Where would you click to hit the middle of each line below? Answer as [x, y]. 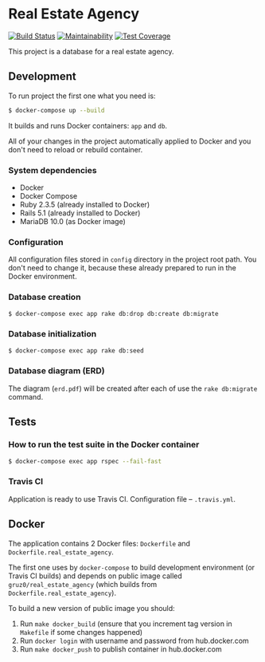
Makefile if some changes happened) [81, 632]
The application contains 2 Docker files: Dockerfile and [99, 543]
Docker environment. [43, 277]
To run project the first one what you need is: [82, 96]
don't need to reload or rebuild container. [76, 149]
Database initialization [53, 334]
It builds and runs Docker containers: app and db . [88, 125]
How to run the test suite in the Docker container [104, 445]
